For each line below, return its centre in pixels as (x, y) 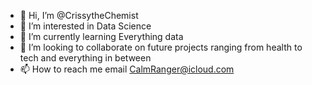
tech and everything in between (85, 58)
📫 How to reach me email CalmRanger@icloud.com (127, 69)
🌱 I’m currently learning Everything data (101, 36)
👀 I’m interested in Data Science (85, 26)
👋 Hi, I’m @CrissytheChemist (79, 15)
